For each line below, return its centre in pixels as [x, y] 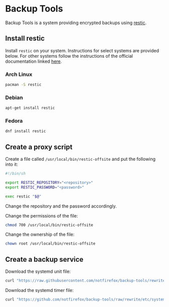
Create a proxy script [39, 147]
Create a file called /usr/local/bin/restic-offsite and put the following [80, 159]
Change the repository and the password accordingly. [61, 206]
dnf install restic [26, 131]
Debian [14, 97]
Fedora [14, 121]
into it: [12, 164]
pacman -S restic [23, 85]
